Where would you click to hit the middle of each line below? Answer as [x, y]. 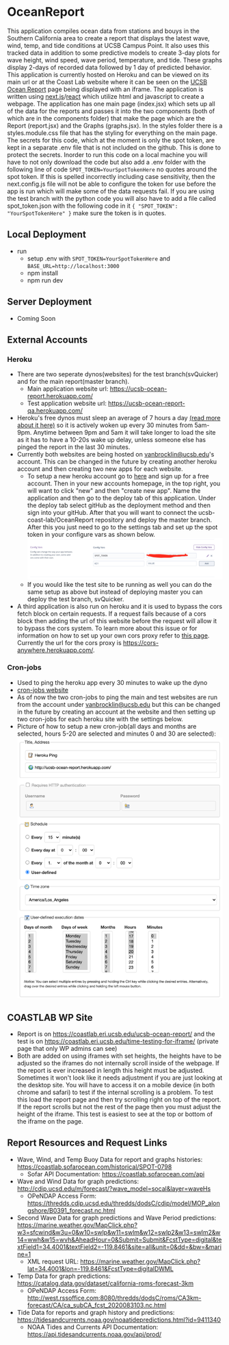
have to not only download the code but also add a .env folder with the [107, 162]
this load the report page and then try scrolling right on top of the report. [119, 1099]
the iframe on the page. [50, 1121]
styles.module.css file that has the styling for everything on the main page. [112, 133]
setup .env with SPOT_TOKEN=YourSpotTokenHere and [99, 258]
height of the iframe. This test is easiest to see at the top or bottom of [115, 1114]
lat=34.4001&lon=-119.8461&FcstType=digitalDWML [100, 1268]
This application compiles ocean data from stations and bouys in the [103, 31]
